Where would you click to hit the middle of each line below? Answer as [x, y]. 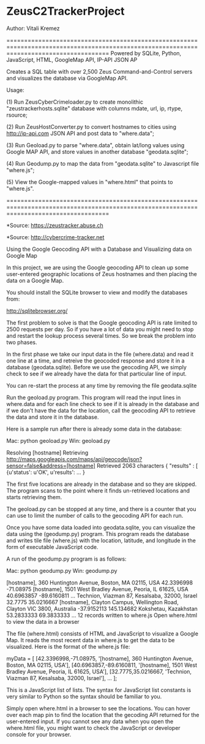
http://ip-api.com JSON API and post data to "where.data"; [80, 133]
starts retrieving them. [34, 497]
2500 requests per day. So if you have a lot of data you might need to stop [100, 329]
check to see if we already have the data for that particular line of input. [96, 374]
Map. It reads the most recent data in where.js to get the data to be [91, 640]
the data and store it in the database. [53, 417]
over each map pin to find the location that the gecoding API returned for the [103, 715]
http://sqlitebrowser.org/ [37, 310]
